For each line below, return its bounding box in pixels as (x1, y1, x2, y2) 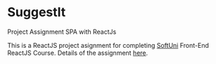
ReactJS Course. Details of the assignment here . (7, 49, 148, 57)
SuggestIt (7, 4, 66, 20)
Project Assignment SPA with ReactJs (7, 27, 117, 36)
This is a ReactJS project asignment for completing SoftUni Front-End (7, 41, 209, 49)
